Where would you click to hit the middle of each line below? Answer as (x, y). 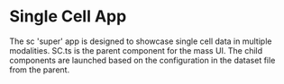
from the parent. (40, 70)
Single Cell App (68, 17)
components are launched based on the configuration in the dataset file (142, 60)
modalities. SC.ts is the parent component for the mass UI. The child (136, 50)
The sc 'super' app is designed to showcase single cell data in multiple (141, 41)
